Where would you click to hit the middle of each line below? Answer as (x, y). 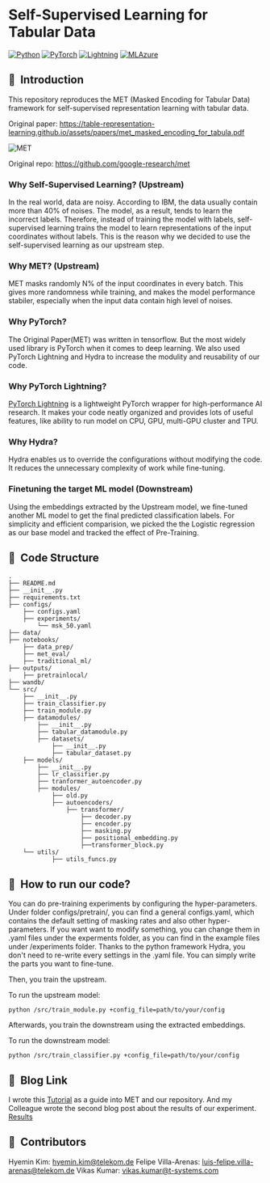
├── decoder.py (106, 817)
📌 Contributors (48, 1142)
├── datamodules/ (52, 718)
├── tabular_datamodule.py (83, 732)
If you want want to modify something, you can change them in (155, 929)
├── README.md (32, 584)
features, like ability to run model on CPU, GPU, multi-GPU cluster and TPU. (133, 420)
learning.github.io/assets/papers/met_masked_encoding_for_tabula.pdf (127, 132)
